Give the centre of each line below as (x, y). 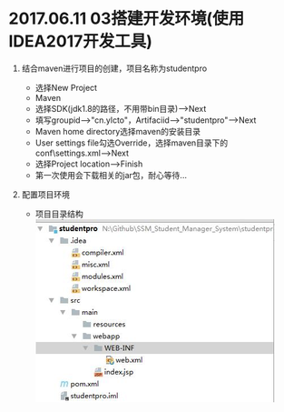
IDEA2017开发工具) (81, 41)
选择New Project (66, 87)
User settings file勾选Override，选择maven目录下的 (132, 143)
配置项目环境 (45, 194)
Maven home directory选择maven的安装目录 (118, 131)
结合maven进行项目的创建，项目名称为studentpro (114, 68)
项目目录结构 (59, 214)
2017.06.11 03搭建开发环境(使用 (127, 19)
